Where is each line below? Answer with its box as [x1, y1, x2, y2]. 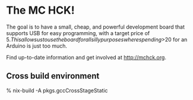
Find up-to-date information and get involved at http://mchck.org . [6, 54, 166, 61]
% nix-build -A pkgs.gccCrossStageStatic [6, 87, 108, 94]
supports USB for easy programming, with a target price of [6, 29, 150, 36]
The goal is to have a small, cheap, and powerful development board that [6, 23, 185, 30]
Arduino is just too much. [6, 42, 67, 49]
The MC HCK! [6, 4, 75, 17]
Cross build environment [6, 71, 100, 81]
